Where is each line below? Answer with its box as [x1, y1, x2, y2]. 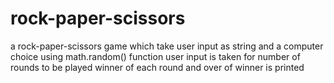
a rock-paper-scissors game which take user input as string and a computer [10, 40, 324, 52]
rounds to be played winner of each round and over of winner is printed [10, 61, 305, 73]
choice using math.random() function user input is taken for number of [10, 50, 301, 62]
